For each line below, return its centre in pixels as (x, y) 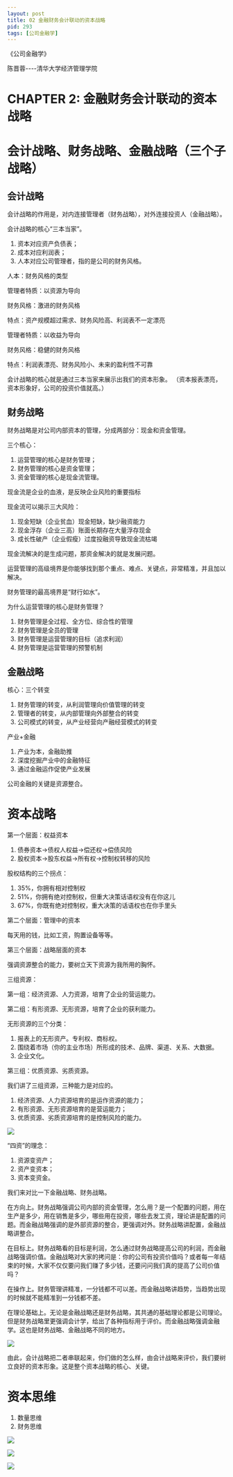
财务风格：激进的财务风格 (44, 305)
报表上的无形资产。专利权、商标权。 (69, 1038)
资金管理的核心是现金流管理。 (60, 477)
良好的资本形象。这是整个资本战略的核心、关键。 (83, 1366)
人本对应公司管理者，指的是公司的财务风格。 (81, 261)
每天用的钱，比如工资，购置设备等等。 (62, 935)
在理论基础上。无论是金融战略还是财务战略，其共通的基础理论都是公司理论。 (116, 1312)
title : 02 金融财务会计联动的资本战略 (57, 20)
